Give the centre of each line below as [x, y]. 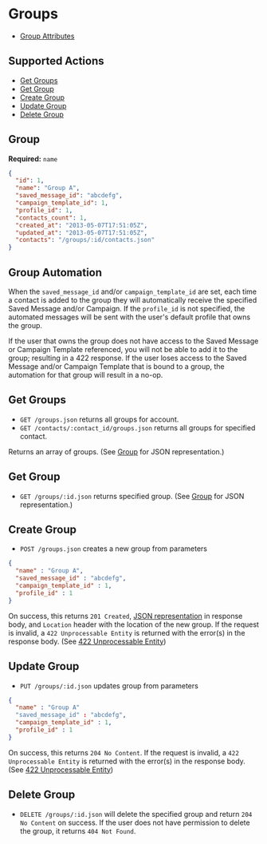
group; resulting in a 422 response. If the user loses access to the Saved [128, 358]
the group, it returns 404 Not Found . [78, 830]
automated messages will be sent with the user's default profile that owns [130, 317]
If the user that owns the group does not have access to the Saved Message [133, 341]
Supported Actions [56, 61]
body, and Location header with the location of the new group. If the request [133, 624]
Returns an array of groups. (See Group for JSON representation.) [116, 451]
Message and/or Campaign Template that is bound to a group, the [116, 367]
